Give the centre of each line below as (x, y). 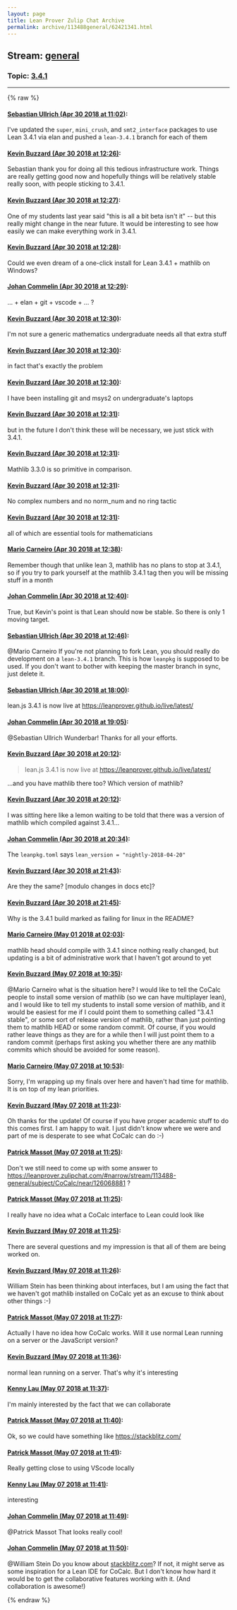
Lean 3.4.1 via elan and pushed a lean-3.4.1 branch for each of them (108, 137)
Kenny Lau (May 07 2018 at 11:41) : (58, 1484)
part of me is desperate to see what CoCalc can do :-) (86, 1136)
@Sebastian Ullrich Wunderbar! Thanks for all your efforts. (92, 738)
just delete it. (26, 674)
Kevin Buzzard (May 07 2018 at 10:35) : (65, 974)
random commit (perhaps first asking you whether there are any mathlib (112, 1042)
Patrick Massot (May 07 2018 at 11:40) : (65, 1421)
